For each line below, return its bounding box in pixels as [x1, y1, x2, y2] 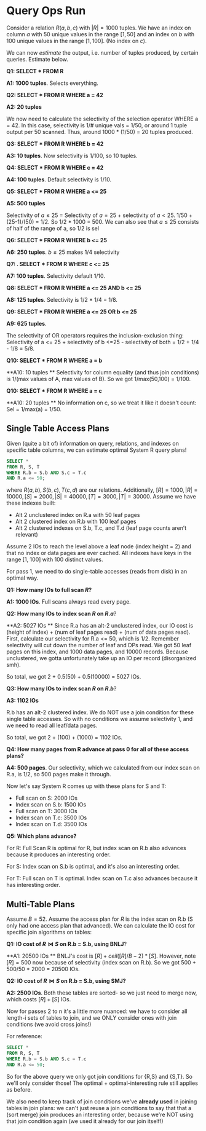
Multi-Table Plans [6, 899, 75, 910]
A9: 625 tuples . [6, 320, 47, 327]
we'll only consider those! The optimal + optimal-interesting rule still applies [6, 1079, 199, 1087]
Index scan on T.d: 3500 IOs [15, 821, 87, 828]
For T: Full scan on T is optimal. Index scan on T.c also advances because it [6, 875, 198, 882]
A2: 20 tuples [6, 103, 42, 111]
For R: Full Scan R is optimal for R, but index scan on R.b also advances [6, 845, 186, 852]
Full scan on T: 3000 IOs [15, 808, 78, 815]
